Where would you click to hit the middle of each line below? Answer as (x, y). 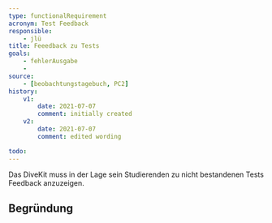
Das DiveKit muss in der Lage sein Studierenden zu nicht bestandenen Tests (136, 174)
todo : (17, 151)
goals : (19, 54)
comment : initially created (85, 114)
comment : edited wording (80, 136)
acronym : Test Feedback (49, 24)
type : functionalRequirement (58, 16)
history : (23, 91)
